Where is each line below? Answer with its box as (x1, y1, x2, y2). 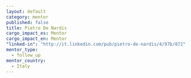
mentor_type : (6, 47, 38, 53)
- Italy (11, 63, 31, 69)
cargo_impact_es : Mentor (6, 30, 67, 36)
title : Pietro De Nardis (6, 25, 67, 31)
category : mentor (6, 14, 49, 20)
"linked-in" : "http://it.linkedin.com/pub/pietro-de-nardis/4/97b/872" (6, 42, 186, 48)
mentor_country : (6, 57, 46, 63)
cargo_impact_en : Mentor (6, 36, 67, 42)
